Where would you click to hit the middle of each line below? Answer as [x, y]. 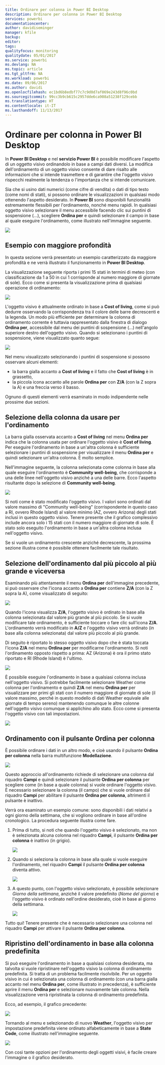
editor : [13, 42]
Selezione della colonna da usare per [63, 417]
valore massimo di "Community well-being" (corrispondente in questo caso [82, 507]
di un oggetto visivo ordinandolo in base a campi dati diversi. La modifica [79, 164]
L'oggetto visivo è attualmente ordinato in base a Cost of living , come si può [82, 306]
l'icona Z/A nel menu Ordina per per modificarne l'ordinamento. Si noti [77, 648]
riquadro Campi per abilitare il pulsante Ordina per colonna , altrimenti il [77, 795]
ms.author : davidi [24, 87]
